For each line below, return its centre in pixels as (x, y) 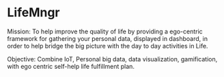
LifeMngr (33, 13)
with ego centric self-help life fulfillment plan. (71, 66)
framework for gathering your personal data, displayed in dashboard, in (108, 38)
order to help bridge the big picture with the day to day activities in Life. (108, 46)
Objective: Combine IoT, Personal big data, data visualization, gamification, (112, 59)
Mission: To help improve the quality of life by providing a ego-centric (105, 31)
